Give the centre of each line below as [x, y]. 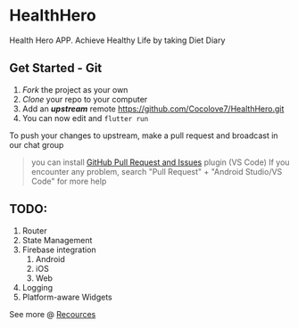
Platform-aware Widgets [67, 297]
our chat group [37, 144]
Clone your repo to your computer [85, 99]
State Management [57, 240]
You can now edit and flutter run [85, 118]
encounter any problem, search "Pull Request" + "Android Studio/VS [157, 171]
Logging [37, 287]
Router [34, 230]
